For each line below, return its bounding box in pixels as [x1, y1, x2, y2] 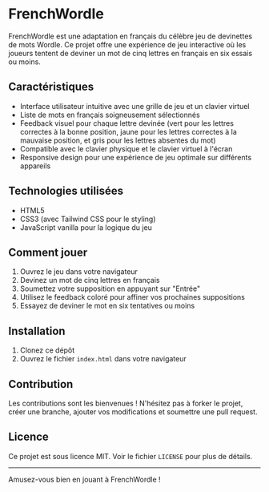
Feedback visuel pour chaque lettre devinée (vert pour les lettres [19, 118, 235, 128]
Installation [8, 324, 66, 337]
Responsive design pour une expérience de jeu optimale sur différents [19, 152, 252, 162]
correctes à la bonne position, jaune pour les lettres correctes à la [19, 127, 238, 136]
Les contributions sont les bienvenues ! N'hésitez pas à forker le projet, [8, 398, 243, 408]
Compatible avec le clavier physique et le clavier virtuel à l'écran [19, 143, 233, 153]
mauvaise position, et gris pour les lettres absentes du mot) [19, 135, 216, 145]
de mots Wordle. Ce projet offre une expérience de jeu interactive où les [8, 39, 247, 49]
